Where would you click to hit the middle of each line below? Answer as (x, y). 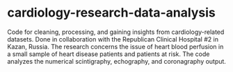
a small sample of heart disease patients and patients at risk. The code (109, 54)
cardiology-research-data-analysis (111, 13)
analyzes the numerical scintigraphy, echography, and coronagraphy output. (116, 61)
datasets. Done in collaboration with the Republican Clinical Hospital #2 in (113, 39)
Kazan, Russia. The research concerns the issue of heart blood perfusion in (115, 46)
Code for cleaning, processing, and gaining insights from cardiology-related (116, 32)
